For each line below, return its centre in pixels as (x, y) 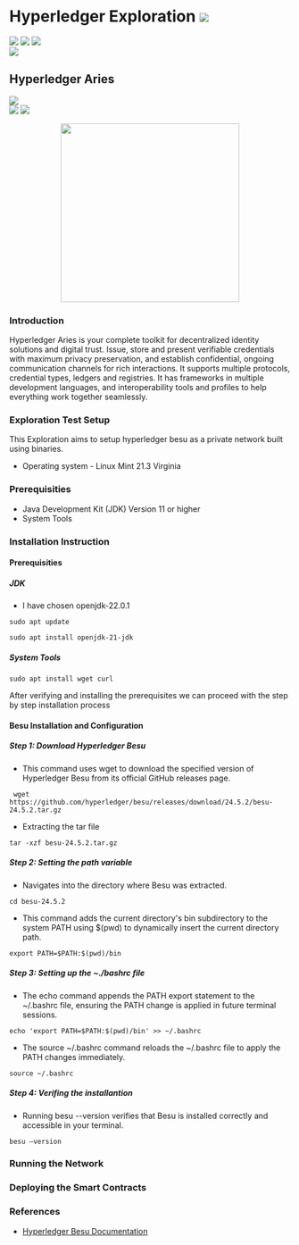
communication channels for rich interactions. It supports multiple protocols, (149, 369)
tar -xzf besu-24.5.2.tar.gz (63, 843)
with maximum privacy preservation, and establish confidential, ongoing (142, 359)
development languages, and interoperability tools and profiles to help (138, 388)
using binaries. (37, 449)
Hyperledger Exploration (103, 17)
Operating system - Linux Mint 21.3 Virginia (101, 466)
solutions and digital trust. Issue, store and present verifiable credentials (142, 349)
